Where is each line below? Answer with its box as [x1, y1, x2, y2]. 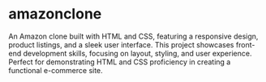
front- [235, 39, 255, 49]
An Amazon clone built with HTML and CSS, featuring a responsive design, [8, 31, 259, 41]
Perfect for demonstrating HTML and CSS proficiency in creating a [8, 57, 231, 67]
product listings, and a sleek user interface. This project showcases [8, 39, 234, 49]
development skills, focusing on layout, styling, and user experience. [23, 48, 252, 58]
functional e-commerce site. [8, 65, 103, 75]
